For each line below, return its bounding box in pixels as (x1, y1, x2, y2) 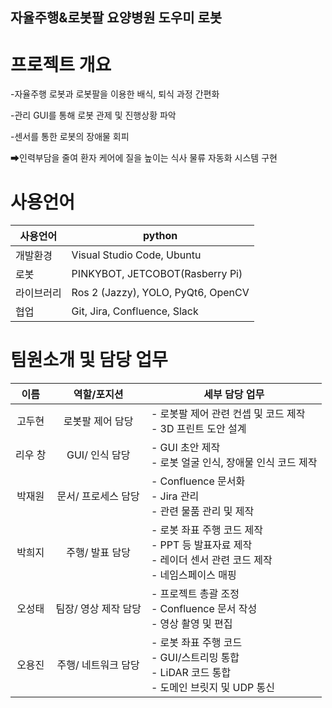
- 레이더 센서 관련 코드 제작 (150, 553, 273, 567)
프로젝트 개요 (10, 53, 112, 76)
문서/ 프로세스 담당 (56, 489, 140, 503)
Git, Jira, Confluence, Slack (71, 304, 199, 318)
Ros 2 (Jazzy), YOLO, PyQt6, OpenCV (71, 286, 250, 300)
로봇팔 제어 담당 (63, 414, 134, 428)
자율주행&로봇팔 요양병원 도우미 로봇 (10, 9, 223, 27)
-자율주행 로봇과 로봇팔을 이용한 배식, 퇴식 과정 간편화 (10, 88, 220, 100)
